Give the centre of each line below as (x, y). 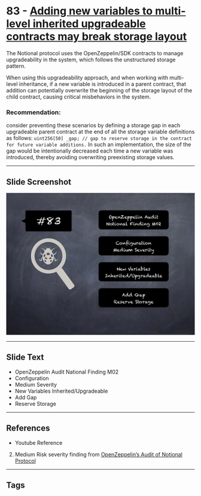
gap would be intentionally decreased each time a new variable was (90, 151)
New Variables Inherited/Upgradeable (61, 391)
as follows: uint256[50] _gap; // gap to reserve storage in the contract (99, 138)
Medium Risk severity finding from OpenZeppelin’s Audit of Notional (98, 454)
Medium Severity (36, 384)
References (28, 428)
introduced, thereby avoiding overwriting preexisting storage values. (90, 157)
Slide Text (25, 358)
